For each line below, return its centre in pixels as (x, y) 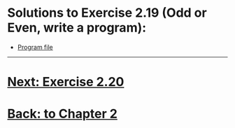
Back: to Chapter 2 (62, 114)
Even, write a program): (77, 28)
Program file (35, 47)
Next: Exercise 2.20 (66, 82)
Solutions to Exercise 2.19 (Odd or (107, 13)
